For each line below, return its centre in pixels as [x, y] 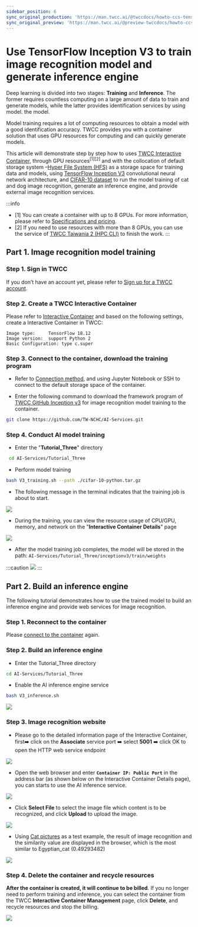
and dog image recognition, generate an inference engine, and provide [92, 186]
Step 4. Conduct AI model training [55, 435]
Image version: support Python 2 [49, 338]
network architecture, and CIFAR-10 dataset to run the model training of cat [98, 179]
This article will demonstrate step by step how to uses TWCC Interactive [94, 153]
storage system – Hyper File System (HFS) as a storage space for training [95, 167]
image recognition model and [79, 64]
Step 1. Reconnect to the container [56, 622]
